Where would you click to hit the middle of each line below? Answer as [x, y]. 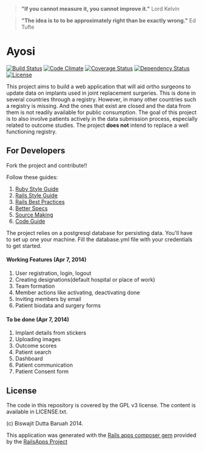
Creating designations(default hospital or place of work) [85, 279]
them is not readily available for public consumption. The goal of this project [101, 112]
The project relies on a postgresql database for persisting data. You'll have [100, 232]
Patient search [33, 352]
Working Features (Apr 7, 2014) [46, 260]
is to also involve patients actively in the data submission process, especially [102, 118]
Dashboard [29, 359]
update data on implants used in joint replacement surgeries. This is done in [101, 93]
